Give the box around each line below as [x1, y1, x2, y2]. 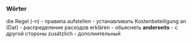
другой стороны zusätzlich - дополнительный [6, 30, 121, 37]
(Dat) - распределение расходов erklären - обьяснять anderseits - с [6, 24, 178, 31]
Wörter [6, 5, 27, 13]
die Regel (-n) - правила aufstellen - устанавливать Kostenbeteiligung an [6, 18, 187, 25]
